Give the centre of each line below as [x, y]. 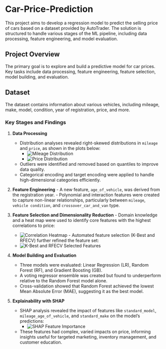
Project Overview [32, 54]
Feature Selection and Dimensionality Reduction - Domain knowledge [85, 215]
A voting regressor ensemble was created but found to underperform [90, 275]
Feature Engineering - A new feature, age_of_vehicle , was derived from [86, 189]
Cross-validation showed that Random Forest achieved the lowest [87, 286]
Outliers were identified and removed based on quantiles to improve [89, 164]
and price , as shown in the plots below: [60, 148]
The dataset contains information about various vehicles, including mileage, [83, 104]
